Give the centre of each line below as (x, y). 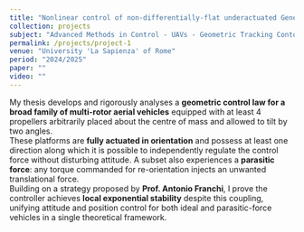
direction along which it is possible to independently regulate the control (144, 150)
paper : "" (28, 69)
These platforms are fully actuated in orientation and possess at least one (149, 140)
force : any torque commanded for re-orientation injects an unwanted (138, 169)
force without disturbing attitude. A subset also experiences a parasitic (142, 160)
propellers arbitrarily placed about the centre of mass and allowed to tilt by (148, 121)
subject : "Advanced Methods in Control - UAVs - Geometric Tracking (141, 34)
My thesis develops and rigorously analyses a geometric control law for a (147, 102)
